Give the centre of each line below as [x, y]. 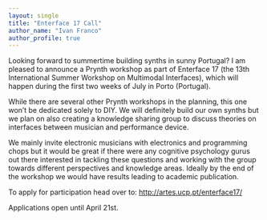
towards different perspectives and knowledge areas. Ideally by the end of [131, 168]
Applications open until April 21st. [63, 208]
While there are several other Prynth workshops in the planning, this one [127, 102]
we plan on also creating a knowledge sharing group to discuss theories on [132, 119]
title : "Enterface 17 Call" [55, 23]
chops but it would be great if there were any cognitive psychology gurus [129, 151]
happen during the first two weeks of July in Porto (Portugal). [109, 86]
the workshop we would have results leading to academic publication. [123, 177]
